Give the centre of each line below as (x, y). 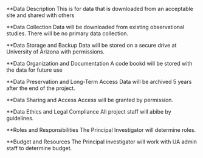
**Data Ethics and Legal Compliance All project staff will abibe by (89, 112)
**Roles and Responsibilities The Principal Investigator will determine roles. (101, 130)
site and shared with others (40, 15)
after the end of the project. (41, 88)
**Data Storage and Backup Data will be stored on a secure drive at (91, 45)
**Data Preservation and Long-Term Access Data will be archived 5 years (99, 82)
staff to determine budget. (39, 148)
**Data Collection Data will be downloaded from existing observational (95, 27)
